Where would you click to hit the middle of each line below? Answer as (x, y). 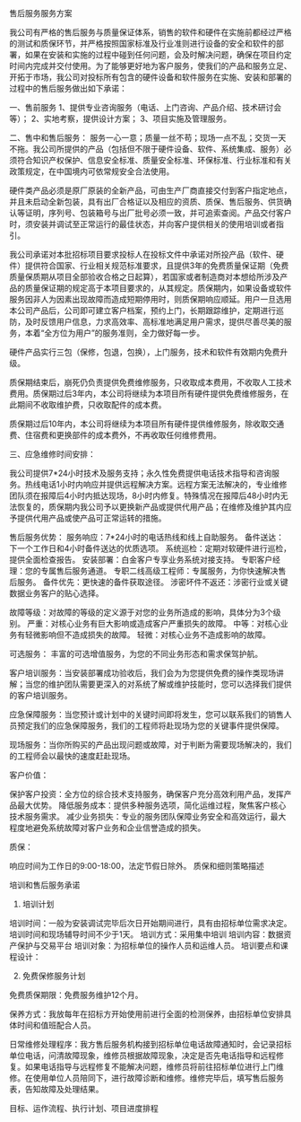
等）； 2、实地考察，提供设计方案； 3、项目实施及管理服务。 (120, 118)
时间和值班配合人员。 (56, 1025)
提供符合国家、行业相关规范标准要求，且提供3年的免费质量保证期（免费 (157, 266)
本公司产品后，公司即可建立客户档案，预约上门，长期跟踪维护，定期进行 (142, 311)
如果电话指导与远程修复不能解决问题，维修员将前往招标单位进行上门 (150, 1067)
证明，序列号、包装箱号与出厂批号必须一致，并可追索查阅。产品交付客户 (158, 213)
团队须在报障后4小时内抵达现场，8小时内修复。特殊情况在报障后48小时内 (145, 495)
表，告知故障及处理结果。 (56, 1089)
